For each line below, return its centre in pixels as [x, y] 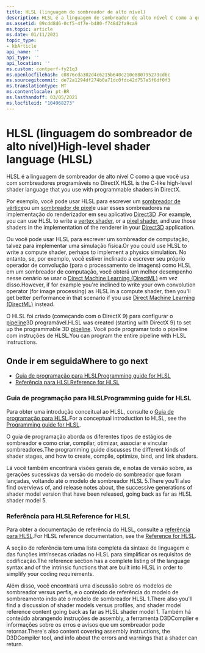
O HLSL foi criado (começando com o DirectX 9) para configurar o [90, 316]
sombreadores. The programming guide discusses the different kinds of [96, 449]
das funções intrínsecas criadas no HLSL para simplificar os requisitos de [99, 554]
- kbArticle [21, 47]
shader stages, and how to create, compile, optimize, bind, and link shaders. [102, 456]
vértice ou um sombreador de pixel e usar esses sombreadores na [88, 207]
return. [15, 644]
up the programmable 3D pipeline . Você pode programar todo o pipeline [97, 329]
